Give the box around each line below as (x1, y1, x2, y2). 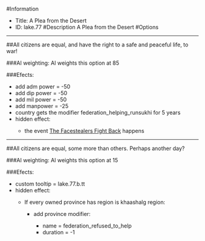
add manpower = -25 (15, 103, 69, 109)
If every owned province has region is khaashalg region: (24, 198, 166, 206)
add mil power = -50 (15, 96, 67, 103)
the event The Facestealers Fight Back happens (24, 128, 145, 134)
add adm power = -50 (15, 83, 71, 90)
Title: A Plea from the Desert (15, 17, 87, 24)
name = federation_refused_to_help (42, 222, 132, 229)
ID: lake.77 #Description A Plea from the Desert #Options (15, 24, 159, 31)
